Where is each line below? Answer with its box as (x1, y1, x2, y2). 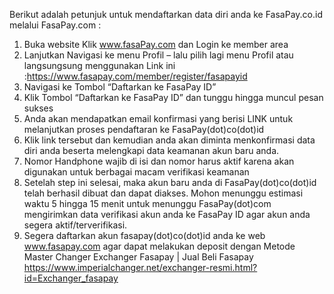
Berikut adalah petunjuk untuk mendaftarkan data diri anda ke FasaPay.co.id (9, 9, 323, 20)
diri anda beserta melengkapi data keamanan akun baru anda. (23, 145, 280, 156)
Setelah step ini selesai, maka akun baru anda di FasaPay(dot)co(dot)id (23, 177, 317, 188)
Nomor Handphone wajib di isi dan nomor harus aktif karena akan (23, 155, 295, 167)
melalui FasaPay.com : (9, 19, 102, 31)
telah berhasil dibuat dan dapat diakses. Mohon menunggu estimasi (23, 187, 304, 199)
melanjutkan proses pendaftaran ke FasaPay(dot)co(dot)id (23, 124, 265, 135)
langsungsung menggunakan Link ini (23, 60, 176, 71)
